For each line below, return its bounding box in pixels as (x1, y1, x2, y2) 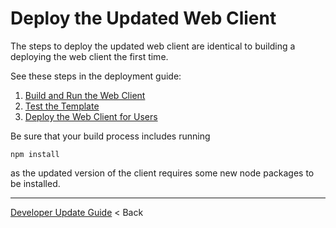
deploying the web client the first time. (10, 50, 169, 62)
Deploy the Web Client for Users (24, 110, 158, 122)
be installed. (10, 177, 61, 189)
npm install (10, 149, 60, 159)
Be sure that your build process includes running (10, 130, 211, 142)
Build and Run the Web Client (24, 89, 146, 101)
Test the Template (24, 100, 100, 112)
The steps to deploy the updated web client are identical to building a (10, 40, 296, 52)
